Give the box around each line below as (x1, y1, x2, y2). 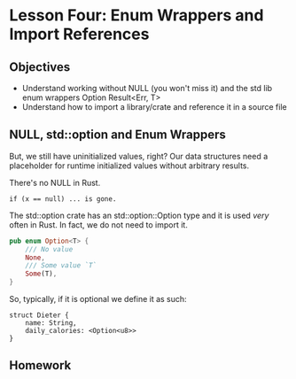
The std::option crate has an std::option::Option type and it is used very (9, 210, 269, 220)
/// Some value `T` (25, 261, 97, 270)
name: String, (25, 319, 77, 328)
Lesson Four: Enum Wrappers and (9, 5, 264, 26)
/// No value (25, 244, 74, 253)
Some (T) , (25, 269, 58, 279)
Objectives (9, 59, 71, 74)
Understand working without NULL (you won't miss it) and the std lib (21, 83, 273, 93)
